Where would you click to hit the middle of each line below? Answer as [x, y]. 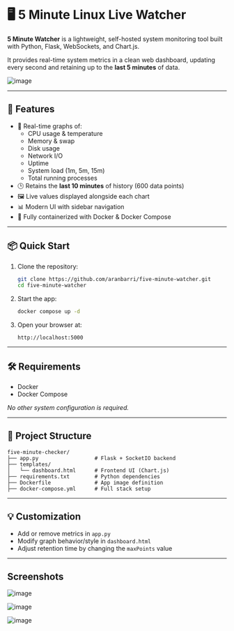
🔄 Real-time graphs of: [49, 126]
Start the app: [37, 299]
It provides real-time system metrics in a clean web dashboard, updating [111, 60]
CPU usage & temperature [65, 133]
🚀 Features [31, 109]
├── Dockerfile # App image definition [85, 482]
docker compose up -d [48, 312]
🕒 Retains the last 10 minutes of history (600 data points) [101, 185]
